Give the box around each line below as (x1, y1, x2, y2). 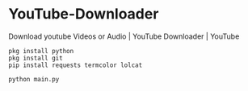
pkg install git (8, 54, 63, 62)
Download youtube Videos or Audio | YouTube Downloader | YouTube (8, 31, 240, 41)
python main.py (8, 75, 60, 83)
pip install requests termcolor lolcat (8, 61, 143, 69)
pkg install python (8, 47, 74, 55)
